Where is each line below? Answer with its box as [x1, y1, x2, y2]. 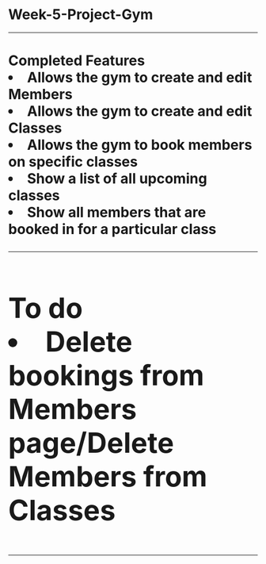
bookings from [8, 358, 204, 393]
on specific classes [8, 153, 139, 171]
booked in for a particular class [8, 221, 217, 239]
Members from [8, 458, 207, 493]
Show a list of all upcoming [27, 170, 207, 188]
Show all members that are [27, 204, 207, 221]
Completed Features [8, 52, 145, 70]
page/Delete [8, 425, 174, 460]
